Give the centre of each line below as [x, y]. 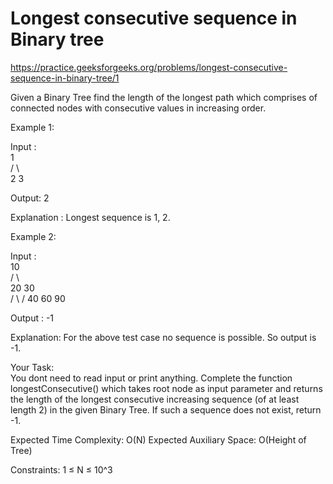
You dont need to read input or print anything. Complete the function [151, 378]
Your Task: [32, 367]
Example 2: [33, 236]
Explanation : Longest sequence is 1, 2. [90, 217]
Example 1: [32, 127]
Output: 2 [30, 198]
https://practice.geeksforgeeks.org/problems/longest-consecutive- [149, 67]
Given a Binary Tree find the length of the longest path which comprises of [164, 97]
